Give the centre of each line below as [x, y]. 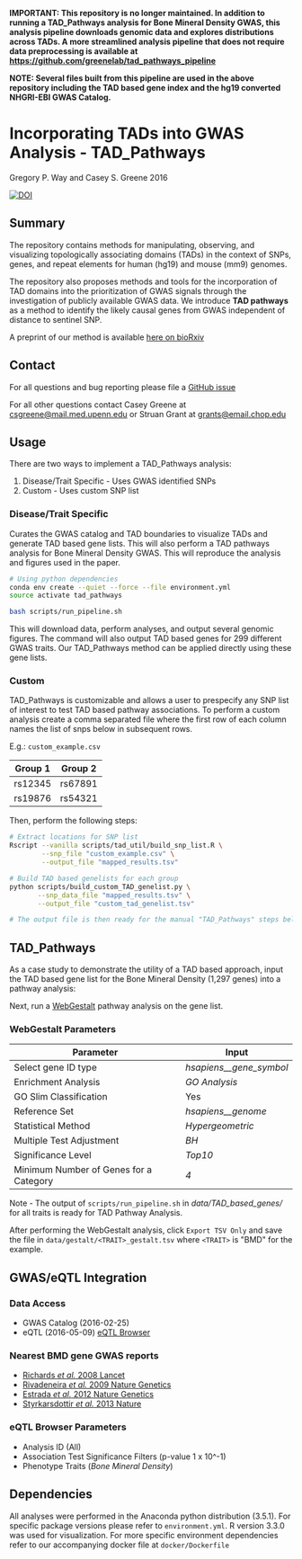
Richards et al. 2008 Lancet [74, 1376]
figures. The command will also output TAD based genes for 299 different [146, 638]
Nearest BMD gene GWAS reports [84, 1356]
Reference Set [44, 1111]
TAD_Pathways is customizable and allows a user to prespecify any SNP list [149, 700]
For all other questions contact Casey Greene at [98, 405]
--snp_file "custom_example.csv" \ [108, 854]
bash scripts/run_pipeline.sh [66, 612]
